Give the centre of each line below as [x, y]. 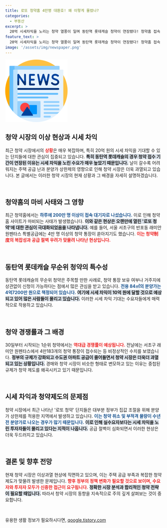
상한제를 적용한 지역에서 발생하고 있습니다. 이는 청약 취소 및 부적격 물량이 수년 [85, 416]
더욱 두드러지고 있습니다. [29, 435]
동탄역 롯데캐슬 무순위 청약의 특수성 [57, 267]
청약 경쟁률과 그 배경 [35, 332]
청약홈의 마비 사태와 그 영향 [44, 202]
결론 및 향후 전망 [29, 462]
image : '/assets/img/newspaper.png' [43, 47]
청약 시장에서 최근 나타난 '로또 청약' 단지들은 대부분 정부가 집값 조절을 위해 [78, 410]
